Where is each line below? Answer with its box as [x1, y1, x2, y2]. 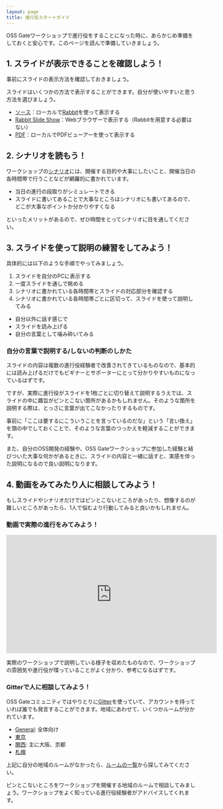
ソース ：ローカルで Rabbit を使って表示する [14, 109, 120, 116]
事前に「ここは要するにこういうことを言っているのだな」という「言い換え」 [6, 417, 196, 425]
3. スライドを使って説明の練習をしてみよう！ [6, 242, 173, 253]
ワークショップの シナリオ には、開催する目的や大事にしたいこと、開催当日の [6, 168, 196, 175]
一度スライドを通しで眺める [14, 280, 84, 287]
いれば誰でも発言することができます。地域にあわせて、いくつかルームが [6, 705, 185, 713]
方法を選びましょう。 [6, 96, 59, 103]
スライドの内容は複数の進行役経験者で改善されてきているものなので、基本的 [6, 361, 195, 369]
